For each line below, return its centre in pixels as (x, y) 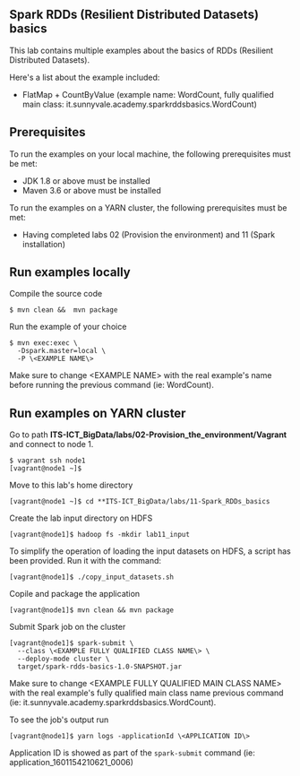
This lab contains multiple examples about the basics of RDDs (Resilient (141, 50)
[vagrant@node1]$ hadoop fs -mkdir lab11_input (100, 535)
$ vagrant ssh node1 (48, 461)
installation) (43, 244)
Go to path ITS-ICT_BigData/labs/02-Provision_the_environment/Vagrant (148, 435)
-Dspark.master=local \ (61, 351)
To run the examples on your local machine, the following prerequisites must (150, 154)
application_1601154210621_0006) (72, 763)
